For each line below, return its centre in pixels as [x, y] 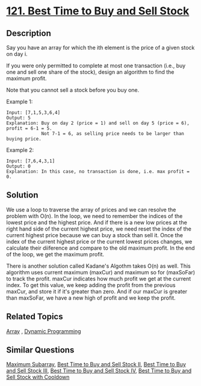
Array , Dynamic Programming [44, 331]
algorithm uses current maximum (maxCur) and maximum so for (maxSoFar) [101, 272]
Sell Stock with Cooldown [38, 377]
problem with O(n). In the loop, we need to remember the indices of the [94, 216]
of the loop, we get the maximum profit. [55, 254]
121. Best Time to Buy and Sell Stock [98, 11]
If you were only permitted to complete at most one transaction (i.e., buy [96, 65]
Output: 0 [19, 166]
